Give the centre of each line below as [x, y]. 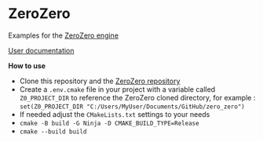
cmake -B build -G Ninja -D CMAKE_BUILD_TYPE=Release [109, 123]
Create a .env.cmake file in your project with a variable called [117, 89]
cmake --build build [53, 131]
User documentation [41, 50]
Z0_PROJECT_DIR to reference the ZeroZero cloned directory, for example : [137, 97]
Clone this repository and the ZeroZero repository [100, 81]
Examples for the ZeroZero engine [64, 35]
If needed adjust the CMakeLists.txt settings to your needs [115, 114]
